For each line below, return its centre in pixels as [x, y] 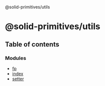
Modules [16, 58]
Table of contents [32, 44]
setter [18, 79]
